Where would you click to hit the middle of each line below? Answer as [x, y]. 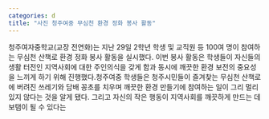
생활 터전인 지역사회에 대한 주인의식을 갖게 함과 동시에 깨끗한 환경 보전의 [122, 67]
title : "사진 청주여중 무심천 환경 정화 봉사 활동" [82, 23]
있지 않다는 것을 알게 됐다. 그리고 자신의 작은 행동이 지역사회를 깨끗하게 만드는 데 [134, 97]
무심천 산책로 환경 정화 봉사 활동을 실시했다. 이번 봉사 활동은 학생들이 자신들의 [139, 57]
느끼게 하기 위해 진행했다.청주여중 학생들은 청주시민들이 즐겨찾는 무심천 [128, 77]
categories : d [32, 16]
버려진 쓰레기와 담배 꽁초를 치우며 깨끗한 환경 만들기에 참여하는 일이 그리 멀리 [138, 87]
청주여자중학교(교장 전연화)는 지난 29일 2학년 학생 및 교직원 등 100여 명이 [124, 47]
